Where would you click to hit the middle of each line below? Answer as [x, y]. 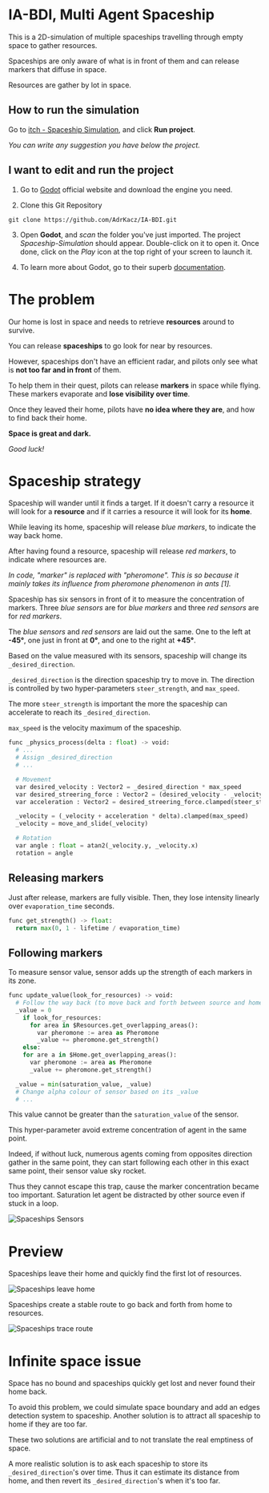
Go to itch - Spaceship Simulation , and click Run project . [102, 129]
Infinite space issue [75, 1361]
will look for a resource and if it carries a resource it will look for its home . [130, 512]
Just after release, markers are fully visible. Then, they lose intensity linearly [134, 897]
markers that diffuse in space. [58, 69]
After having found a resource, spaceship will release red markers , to [122, 551]
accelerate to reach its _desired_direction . [79, 712]
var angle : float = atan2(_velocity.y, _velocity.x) [107, 846]
